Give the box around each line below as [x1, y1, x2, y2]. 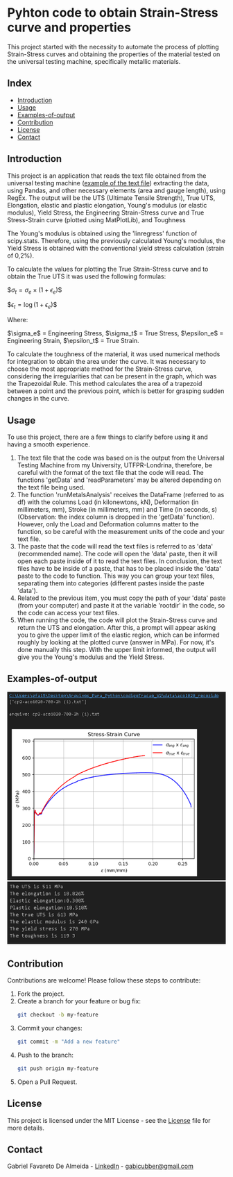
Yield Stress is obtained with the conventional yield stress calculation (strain [7, 244, 225, 252]
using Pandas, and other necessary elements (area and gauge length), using [7, 186, 226, 194]
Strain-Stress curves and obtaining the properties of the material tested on [7, 50, 221, 58]
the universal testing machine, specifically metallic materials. [7, 57, 181, 65]
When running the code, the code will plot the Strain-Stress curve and [17, 616, 218, 624]
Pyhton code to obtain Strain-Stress [7, 5, 218, 21]
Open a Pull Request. [17, 1078, 78, 1086]
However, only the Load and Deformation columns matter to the [17, 519, 199, 528]
